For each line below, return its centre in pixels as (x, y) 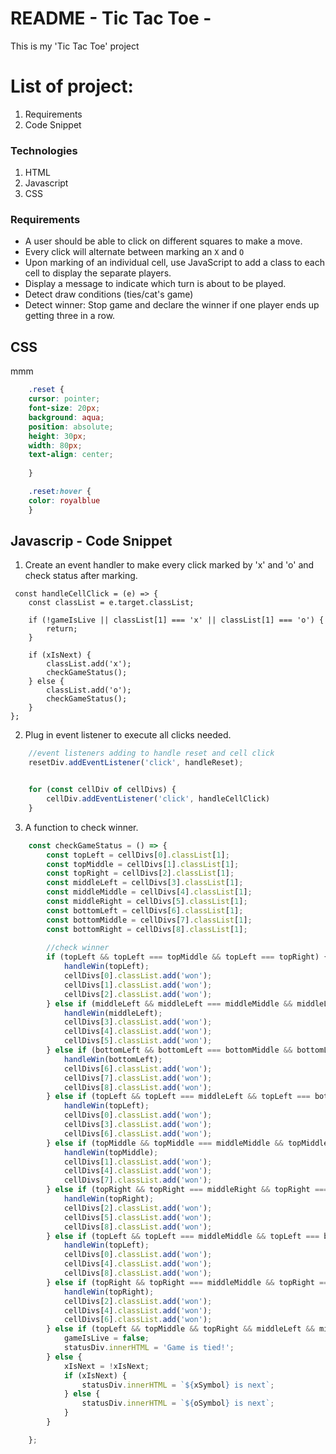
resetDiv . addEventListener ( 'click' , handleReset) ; (136, 763)
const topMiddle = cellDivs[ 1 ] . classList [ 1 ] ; (143, 864)
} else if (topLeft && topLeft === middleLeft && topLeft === (178, 1097)
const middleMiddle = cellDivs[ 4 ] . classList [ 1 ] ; (149, 892)
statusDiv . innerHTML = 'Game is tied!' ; (149, 1348)
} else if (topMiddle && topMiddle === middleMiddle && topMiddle (187, 1143)
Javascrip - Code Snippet (91, 541)
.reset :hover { (60, 492)
